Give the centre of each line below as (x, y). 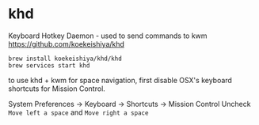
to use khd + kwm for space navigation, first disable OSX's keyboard (120, 80)
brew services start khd (49, 65)
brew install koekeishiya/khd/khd (65, 59)
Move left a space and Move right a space (78, 112)
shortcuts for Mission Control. (57, 89)
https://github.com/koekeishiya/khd (67, 44)
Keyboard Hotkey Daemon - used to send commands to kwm (108, 36)
